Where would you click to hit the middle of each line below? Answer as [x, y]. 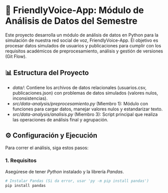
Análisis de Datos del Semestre [71, 21]
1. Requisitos [21, 161]
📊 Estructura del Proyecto [47, 73]
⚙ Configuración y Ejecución [51, 136]
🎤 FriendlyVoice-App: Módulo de [75, 10]
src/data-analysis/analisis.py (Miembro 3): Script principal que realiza [85, 114]
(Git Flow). [16, 56]
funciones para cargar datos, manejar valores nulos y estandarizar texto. [88, 109]
